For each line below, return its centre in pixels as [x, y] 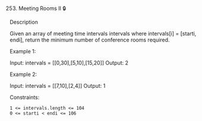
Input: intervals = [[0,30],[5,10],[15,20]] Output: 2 [69, 63]
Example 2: [23, 74]
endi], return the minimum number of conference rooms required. [90, 40]
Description [24, 22]
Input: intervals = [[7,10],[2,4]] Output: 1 [58, 86]
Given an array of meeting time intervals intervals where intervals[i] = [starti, [103, 34]
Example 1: [23, 51]
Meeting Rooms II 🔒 [42, 8]
